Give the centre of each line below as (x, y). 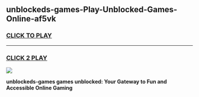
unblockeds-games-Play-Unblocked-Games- (92, 10)
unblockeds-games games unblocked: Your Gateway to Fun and (86, 81)
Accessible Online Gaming (39, 88)
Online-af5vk (31, 19)
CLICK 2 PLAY (27, 58)
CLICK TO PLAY (29, 36)
